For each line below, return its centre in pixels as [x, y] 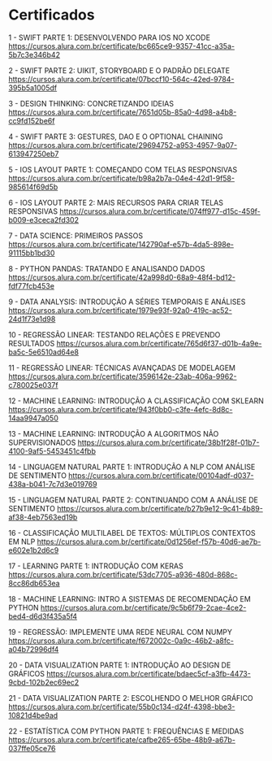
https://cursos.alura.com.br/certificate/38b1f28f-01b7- [168, 442]
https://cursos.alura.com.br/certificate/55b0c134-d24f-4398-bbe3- [122, 707]
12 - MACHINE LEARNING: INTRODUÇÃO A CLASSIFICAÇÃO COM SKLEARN [136, 401]
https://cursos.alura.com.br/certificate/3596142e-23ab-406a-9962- [123, 376]
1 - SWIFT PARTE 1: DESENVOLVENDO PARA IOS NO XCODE [110, 37]
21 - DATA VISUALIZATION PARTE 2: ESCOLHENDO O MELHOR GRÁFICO [131, 698]
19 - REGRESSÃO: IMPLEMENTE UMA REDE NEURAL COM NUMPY [121, 632]
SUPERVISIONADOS [42, 442]
